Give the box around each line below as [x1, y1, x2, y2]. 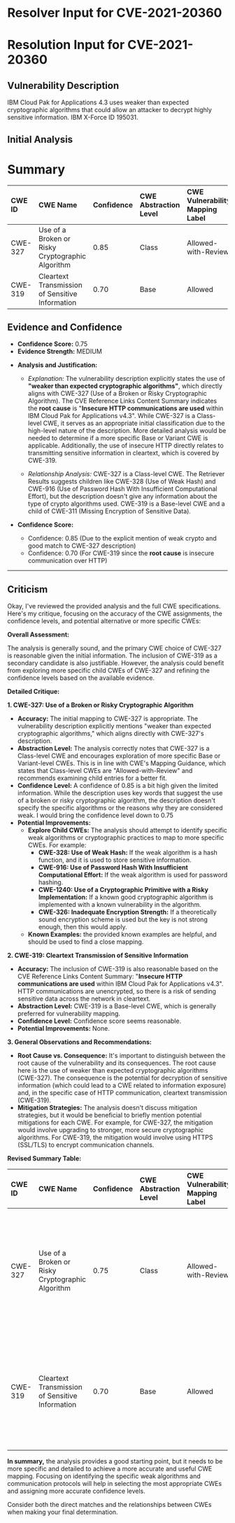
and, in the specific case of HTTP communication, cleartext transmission [17, 1089, 227, 1097]
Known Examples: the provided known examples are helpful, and [27, 930, 217, 939]
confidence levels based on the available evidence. [7, 674, 155, 682]
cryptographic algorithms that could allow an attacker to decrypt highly [7, 106, 212, 114]
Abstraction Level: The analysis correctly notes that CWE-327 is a [17, 744, 210, 753]
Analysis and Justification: [17, 361, 98, 369]
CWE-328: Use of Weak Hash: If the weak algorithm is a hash [38, 849, 218, 857]
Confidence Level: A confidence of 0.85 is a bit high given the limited [17, 781, 219, 790]
